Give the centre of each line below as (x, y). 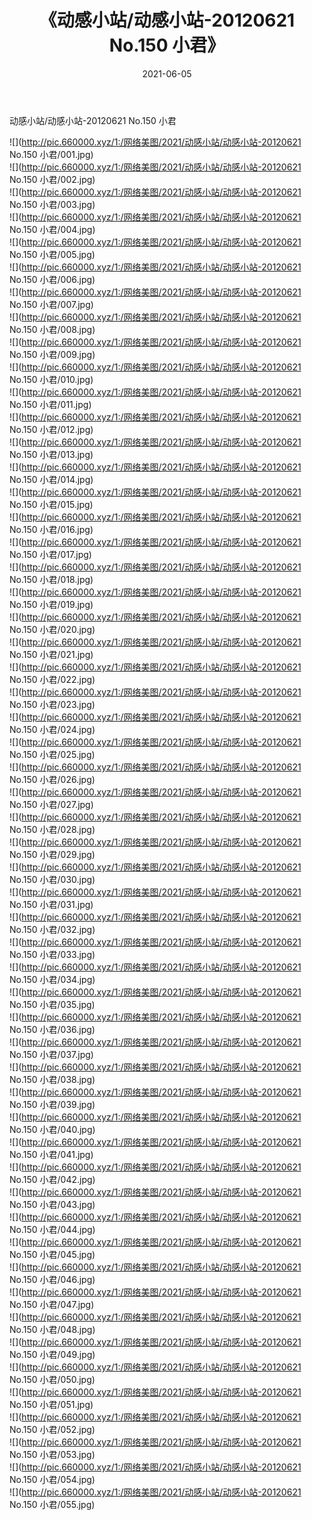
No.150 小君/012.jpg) (51, 429)
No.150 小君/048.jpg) (52, 1329)
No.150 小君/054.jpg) (52, 1479)
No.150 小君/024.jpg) (52, 729)
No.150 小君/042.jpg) (52, 1179)
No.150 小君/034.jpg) (52, 979)
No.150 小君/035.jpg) (52, 1004)
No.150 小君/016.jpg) (51, 529)
